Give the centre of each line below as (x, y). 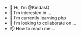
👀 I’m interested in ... (30, 13)
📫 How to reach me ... (32, 28)
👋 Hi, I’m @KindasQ (29, 8)
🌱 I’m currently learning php (38, 18)
